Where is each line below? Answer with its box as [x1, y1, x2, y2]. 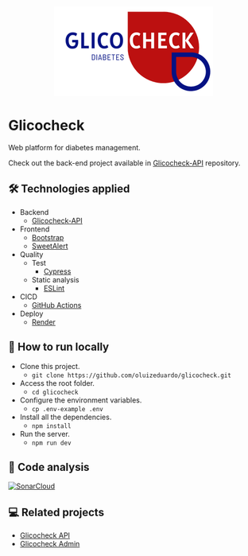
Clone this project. [19, 361, 80, 371]
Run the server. [19, 429, 70, 438]
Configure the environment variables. [19, 395, 142, 405]
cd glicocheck [31, 388, 79, 396]
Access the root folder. [19, 378, 95, 387]
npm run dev [31, 439, 72, 447]
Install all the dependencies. [19, 412, 112, 422]
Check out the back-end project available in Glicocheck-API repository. [8, 157, 241, 168]
